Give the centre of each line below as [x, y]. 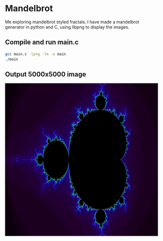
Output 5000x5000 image [46, 74]
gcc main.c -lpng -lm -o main [36, 54]
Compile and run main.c [42, 42]
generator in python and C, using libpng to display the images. [67, 27]
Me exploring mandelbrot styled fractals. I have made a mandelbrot [72, 22]
